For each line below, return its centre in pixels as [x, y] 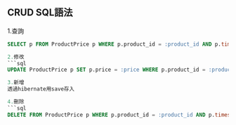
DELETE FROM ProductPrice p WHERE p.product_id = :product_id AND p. [111, 114]
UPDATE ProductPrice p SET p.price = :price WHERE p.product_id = [106, 70]
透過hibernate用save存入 [41, 89]
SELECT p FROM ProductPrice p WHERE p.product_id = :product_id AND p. [114, 44]
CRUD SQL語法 [40, 13]
